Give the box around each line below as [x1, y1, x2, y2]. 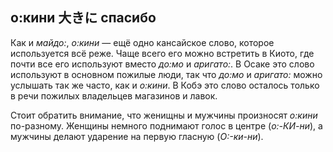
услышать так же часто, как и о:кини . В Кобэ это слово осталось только [10, 79, 320, 91]
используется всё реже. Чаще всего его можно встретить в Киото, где [10, 47, 315, 59]
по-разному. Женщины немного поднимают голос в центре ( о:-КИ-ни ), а [10, 119, 323, 132]
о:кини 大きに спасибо [10, 9, 157, 27]
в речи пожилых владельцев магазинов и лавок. [10, 89, 218, 102]
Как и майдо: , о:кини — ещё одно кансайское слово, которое [10, 36, 275, 48]
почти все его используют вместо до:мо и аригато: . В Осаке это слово [10, 58, 315, 70]
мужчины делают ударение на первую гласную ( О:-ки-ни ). [10, 130, 264, 142]
